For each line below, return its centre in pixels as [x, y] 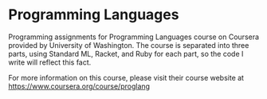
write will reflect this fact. [50, 62]
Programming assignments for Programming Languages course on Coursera [134, 37]
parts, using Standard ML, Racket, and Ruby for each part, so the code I [126, 53]
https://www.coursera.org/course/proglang [79, 86]
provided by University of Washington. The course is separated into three [129, 45]
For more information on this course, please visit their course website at [126, 77]
